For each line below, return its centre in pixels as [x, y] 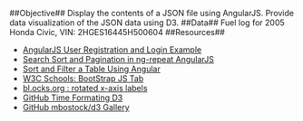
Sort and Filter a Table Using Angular [91, 69]
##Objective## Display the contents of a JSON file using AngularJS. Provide [152, 13]
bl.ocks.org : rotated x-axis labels [85, 88]
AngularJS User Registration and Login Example [112, 50]
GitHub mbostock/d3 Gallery [76, 107]
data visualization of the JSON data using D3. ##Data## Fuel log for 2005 [147, 23]
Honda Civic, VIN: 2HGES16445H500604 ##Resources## [117, 32]
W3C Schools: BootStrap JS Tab [83, 79]
